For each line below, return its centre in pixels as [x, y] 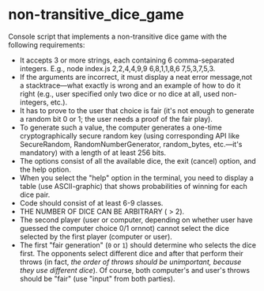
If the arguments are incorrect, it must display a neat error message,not [136, 77]
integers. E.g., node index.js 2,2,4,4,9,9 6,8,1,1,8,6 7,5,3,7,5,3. [117, 68]
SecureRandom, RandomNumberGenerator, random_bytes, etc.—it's [131, 144]
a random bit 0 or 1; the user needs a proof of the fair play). [116, 119]
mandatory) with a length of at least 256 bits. [93, 153]
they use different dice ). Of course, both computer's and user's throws [135, 270]
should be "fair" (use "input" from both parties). [97, 278]
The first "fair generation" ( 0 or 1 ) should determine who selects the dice [138, 245]
